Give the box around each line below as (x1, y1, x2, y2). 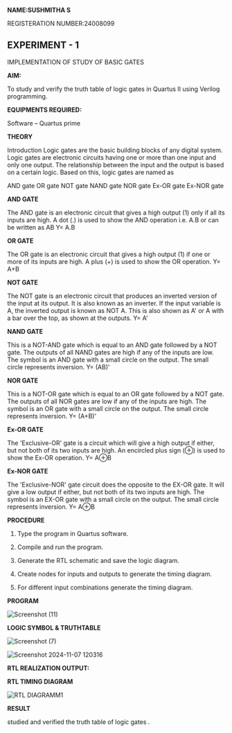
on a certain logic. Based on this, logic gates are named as (7, 168, 175, 176)
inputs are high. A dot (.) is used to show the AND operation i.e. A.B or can (7, 215, 220, 224)
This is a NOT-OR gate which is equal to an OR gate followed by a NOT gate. (7, 389, 224, 398)
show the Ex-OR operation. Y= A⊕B (7, 453, 112, 462)
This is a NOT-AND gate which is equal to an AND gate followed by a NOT (7, 340, 217, 349)
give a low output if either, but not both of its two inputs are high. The (7, 487, 205, 496)
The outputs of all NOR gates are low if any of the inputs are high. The (7, 397, 206, 405)
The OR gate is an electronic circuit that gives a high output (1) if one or (7, 250, 211, 258)
